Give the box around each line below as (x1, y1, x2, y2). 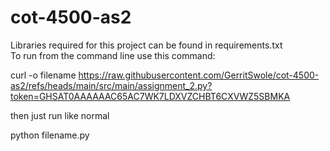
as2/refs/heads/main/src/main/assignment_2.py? (10, 79, 213, 91)
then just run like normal (10, 109, 110, 121)
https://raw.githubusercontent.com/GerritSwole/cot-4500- (78, 69, 320, 81)
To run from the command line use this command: (10, 49, 216, 61)
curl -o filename (10, 69, 77, 81)
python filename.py (10, 129, 90, 141)
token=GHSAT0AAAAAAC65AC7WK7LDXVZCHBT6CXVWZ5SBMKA (10, 90, 291, 102)
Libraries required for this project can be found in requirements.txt (10, 39, 283, 51)
